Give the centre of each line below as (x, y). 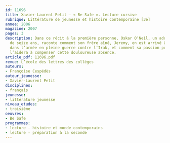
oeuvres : (14, 114)
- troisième (18, 109)
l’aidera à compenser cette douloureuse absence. (63, 52)
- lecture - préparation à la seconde (46, 132)
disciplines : (19, 85)
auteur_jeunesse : (24, 76)
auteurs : (14, 66)
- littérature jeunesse (30, 99)
